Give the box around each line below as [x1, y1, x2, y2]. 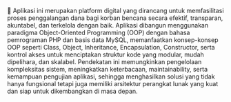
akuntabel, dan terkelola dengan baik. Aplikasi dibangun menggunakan [7, 21, 209, 29]
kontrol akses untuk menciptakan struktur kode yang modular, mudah [7, 50, 205, 59]
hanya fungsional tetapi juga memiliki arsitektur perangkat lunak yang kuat [7, 80, 219, 88]
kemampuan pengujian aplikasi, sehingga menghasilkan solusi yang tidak [7, 72, 215, 81]
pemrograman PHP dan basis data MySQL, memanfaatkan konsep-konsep [7, 36, 219, 44]
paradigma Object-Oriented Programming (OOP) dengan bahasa [7, 28, 190, 37]
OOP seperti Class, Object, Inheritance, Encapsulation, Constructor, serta [7, 43, 215, 51]
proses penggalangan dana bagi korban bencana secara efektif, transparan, [7, 14, 223, 22]
